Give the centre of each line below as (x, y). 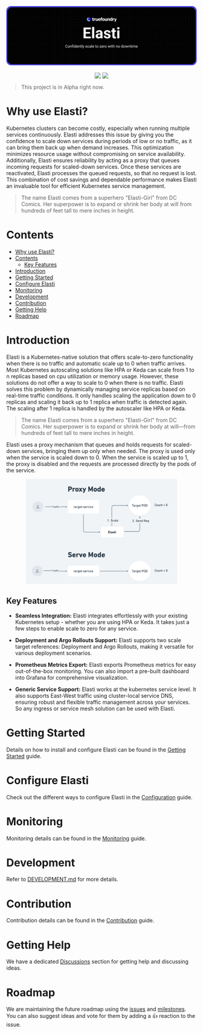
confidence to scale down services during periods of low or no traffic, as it (99, 141)
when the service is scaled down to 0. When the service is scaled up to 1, (98, 457)
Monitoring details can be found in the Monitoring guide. (76, 838)
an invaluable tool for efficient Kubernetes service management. (86, 186)
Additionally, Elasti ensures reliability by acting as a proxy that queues (93, 161)
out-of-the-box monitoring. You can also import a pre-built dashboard (102, 671)
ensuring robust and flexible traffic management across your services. (102, 702)
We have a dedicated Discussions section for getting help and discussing (97, 962)
